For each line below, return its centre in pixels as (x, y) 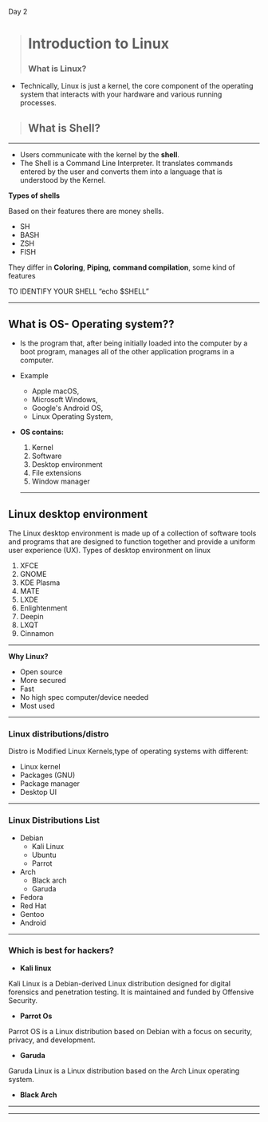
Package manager (50, 784)
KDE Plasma (40, 583)
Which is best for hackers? (61, 950)
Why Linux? (28, 656)
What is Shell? (64, 128)
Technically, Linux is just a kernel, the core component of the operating (136, 86)
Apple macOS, (55, 391)
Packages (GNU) (47, 775)
